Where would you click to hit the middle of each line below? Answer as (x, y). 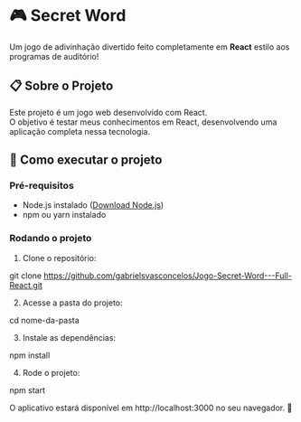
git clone (26, 276)
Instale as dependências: (69, 337)
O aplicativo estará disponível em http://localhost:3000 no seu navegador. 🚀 (151, 408)
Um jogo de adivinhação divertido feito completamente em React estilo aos (150, 47)
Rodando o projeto (51, 239)
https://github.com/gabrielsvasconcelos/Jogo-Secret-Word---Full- (168, 276)
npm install (30, 355)
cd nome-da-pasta (44, 320)
